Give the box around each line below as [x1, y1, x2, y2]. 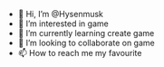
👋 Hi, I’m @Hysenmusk [17, 9, 104, 19]
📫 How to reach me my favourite [17, 48, 142, 58]
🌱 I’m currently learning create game [17, 28, 155, 38]
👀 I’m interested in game [17, 18, 109, 29]
